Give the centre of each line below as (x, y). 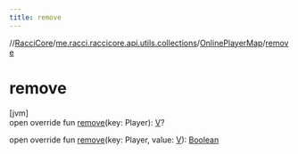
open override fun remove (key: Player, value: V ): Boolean (114, 140)
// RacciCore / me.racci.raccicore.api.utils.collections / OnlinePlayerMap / (137, 43)
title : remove (36, 17)
